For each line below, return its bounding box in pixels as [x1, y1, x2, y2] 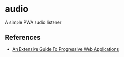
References [5, 33, 41, 42]
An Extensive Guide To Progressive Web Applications [12, 46, 119, 52]
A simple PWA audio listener [5, 19, 62, 25]
